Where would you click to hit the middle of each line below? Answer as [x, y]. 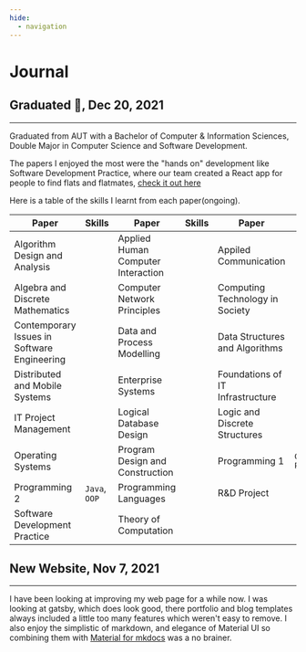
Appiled [234, 249]
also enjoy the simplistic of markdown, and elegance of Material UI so [140, 628]
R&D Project [243, 492]
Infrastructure [247, 396]
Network [136, 299]
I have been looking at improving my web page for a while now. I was [139, 599]
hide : [20, 18]
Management [42, 428]
